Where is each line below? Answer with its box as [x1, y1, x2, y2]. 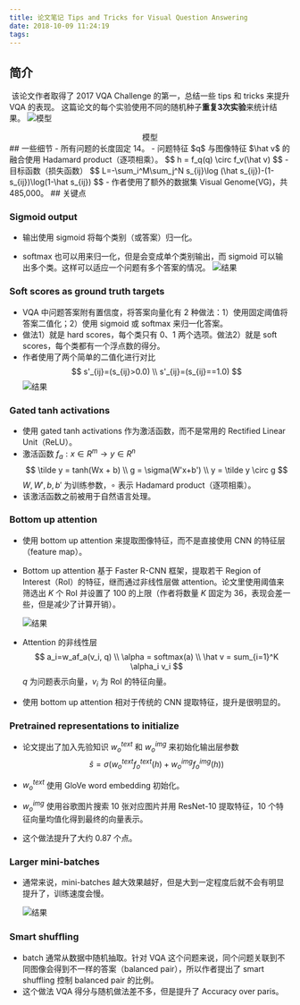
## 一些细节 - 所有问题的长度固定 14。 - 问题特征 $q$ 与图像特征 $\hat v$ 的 [9, 143, 290, 154]
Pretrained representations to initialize [9, 720, 180, 732]
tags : [9, 30, 29, 38]
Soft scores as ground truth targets [9, 285, 165, 298]
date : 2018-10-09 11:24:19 [9, 21, 110, 30]
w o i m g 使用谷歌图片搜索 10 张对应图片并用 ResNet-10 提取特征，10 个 [21, 799, 277, 813]
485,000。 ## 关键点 [9, 188, 87, 199]
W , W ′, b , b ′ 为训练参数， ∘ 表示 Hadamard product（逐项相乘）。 [21, 480, 256, 490]
